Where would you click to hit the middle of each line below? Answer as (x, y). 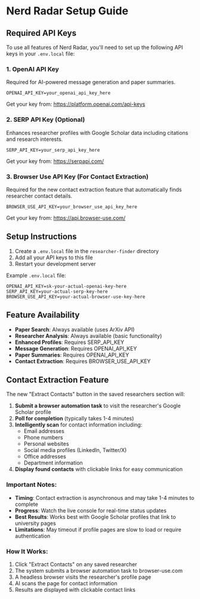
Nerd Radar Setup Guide (67, 11)
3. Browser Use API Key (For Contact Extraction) (77, 176)
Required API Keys (41, 33)
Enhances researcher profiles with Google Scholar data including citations (97, 133)
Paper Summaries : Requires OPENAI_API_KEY (72, 355)
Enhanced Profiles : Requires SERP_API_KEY (69, 342)
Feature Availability (43, 315)
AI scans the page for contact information (66, 583)
